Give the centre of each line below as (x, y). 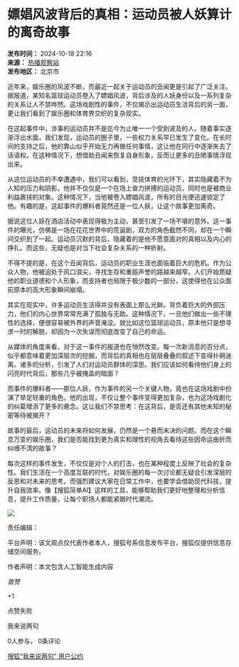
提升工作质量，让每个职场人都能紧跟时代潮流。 (88, 499)
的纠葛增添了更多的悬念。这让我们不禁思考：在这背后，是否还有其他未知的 (116, 406)
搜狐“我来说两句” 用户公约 (46, 656)
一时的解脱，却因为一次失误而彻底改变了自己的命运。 (91, 331)
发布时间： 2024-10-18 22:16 (50, 53)
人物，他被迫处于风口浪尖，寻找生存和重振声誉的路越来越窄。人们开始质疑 (122, 272)
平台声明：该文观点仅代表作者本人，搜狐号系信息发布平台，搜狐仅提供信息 (116, 542)
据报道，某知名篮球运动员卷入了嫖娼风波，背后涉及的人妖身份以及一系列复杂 (119, 95)
